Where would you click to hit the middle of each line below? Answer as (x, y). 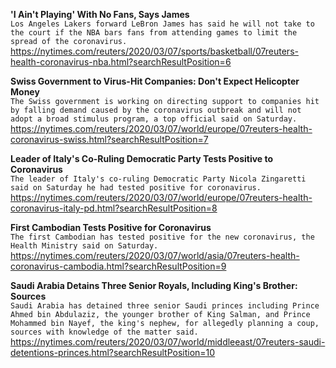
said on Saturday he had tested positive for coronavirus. (136, 188)
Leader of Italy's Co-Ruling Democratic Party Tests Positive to (142, 158)
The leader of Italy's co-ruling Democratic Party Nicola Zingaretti (158, 179)
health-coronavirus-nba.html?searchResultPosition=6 (121, 62)
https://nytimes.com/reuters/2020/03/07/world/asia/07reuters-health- (155, 255)
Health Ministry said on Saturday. (84, 246)
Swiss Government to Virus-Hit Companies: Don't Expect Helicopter (155, 81)
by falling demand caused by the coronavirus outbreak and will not (156, 110)
